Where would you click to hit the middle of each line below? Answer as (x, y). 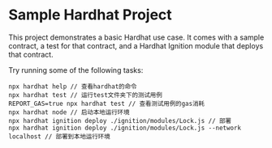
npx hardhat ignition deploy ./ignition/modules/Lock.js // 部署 (120, 121)
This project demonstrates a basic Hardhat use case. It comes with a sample (136, 37)
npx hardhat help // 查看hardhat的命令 (73, 87)
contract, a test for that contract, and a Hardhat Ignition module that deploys (136, 45)
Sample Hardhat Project (90, 15)
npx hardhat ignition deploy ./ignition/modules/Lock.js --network (125, 128)
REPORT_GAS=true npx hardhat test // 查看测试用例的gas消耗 (107, 104)
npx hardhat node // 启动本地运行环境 (69, 112)
